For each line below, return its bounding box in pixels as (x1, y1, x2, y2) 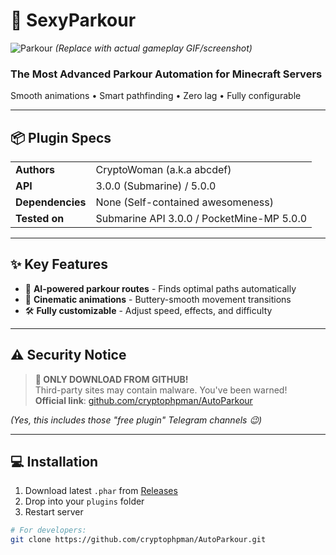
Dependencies (15, 195, 87, 209)
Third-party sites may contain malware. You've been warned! (34, 384, 288, 396)
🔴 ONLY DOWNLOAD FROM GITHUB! (34, 373, 189, 385)
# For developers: (10, 525, 87, 536)
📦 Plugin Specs (10, 129, 112, 146)
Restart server (24, 506, 84, 518)
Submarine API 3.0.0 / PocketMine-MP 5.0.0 (95, 212, 308, 226)
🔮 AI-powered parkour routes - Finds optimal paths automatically (24, 282, 297, 294)
